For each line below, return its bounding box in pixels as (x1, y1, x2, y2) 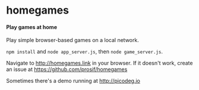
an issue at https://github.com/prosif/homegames (6, 66, 128, 73)
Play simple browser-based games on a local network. (6, 37, 140, 44)
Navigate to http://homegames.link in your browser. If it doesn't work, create (6, 60, 193, 67)
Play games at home (6, 23, 58, 30)
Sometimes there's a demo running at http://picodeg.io (6, 78, 141, 85)
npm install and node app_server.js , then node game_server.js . (6, 48, 163, 55)
